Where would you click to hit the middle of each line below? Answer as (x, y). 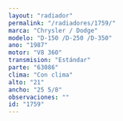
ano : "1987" (28, 45)
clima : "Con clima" (41, 75)
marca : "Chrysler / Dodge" (53, 30)
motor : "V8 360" (35, 53)
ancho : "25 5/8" (35, 90)
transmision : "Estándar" (50, 60)
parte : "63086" (34, 68)
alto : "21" (26, 82)
